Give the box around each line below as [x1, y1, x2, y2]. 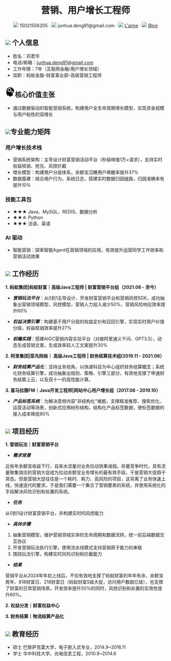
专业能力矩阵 [10, 127, 51, 136]
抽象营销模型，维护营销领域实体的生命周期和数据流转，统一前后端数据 [12, 532, 160, 538]
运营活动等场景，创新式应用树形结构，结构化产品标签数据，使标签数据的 [12, 404, 164, 410]
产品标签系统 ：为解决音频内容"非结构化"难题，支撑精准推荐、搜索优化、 [12, 398, 164, 404]
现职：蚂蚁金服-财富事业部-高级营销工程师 [12, 72, 102, 78]
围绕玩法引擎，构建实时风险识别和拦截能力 [12, 551, 102, 557]
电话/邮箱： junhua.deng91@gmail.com [12, 59, 94, 65]
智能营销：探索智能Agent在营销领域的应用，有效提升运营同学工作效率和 [12, 246, 164, 253]
